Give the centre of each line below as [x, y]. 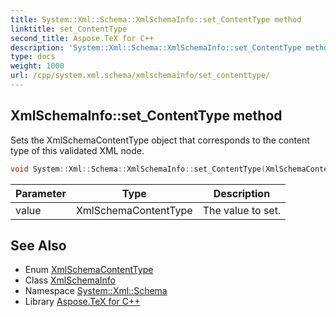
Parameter [41, 193]
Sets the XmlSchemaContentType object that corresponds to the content [160, 140]
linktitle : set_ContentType [69, 29]
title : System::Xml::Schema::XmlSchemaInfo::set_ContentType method [156, 19]
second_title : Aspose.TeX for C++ [82, 38]
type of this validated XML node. [77, 150]
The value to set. [242, 210]
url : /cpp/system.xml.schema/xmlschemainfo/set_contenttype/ [140, 76]
